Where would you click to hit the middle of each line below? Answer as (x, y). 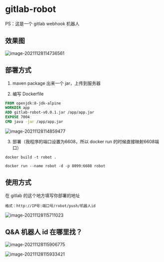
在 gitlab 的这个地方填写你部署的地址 (43, 195)
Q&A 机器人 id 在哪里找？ (44, 232)
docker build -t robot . (31, 157)
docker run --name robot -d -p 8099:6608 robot (55, 166)
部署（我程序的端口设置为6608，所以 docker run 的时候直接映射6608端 (85, 141)
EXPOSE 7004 (17, 117)
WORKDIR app (17, 108)
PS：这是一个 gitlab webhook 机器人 (42, 23)
